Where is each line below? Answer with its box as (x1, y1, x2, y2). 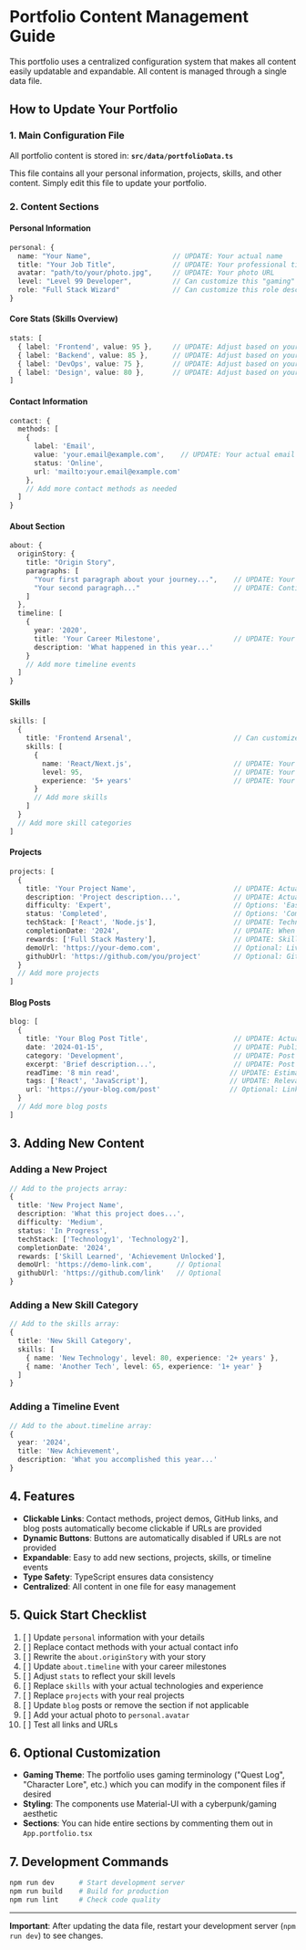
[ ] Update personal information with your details (22, 1632, 205, 1642)
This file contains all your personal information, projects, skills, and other (9, 167, 282, 179)
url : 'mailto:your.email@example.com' (33, 467, 181, 476)
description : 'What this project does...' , (17, 1209, 185, 1219)
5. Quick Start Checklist (9, 1608, 148, 1623)
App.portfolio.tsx (22, 1830, 93, 1839)
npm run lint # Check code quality (9, 1895, 161, 1904)
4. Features (9, 1489, 76, 1505)
